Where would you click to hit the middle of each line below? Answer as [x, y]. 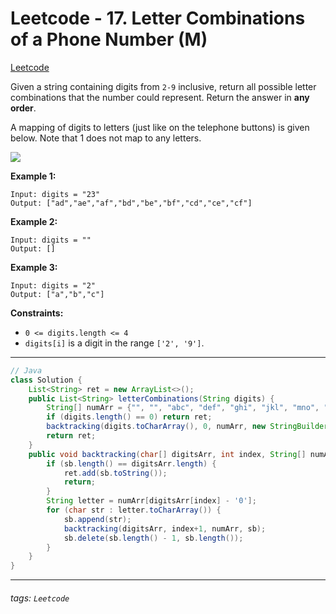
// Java [26, 370]
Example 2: [34, 221]
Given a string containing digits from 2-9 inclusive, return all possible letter [163, 86]
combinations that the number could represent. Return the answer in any [160, 97]
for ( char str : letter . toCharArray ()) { [134, 510]
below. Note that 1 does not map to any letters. [106, 138]
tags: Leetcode [40, 598]
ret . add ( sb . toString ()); [115, 473]
